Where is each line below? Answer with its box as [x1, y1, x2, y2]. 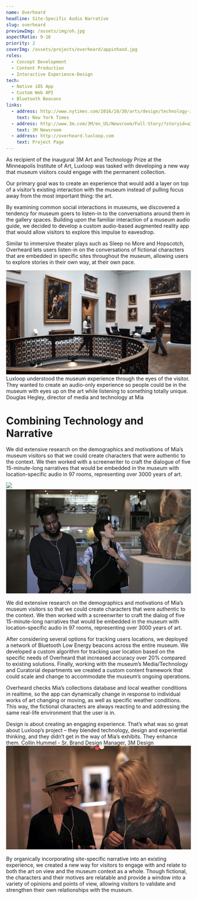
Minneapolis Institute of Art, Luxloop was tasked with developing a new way [6, 162, 189, 169]
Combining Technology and [6, 414, 144, 427]
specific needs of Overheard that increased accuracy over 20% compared [6, 654, 186, 661]
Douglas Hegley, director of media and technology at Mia [6, 393, 144, 401]
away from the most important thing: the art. [6, 192, 113, 199]
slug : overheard [6, 22, 46, 28]
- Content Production [11, 65, 64, 71]
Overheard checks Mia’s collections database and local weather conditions [6, 684, 188, 691]
